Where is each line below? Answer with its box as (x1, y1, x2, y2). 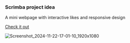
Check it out (5, 24, 29, 30)
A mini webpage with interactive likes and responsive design (5, 15, 126, 21)
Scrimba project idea (5, 4, 55, 11)
